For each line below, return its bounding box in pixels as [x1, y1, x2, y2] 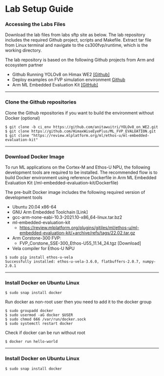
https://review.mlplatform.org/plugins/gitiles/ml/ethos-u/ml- [19, 225, 140, 230]
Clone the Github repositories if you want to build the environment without [5, 110, 154, 116]
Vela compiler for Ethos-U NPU [12, 246, 75, 251]
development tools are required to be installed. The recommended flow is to [5, 169, 158, 175]
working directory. [5, 47, 42, 53]
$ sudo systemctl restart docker [5, 321, 73, 326]
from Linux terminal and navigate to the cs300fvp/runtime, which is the [5, 42, 148, 48]
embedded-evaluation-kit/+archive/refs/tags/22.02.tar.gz [19, 230, 136, 236]
